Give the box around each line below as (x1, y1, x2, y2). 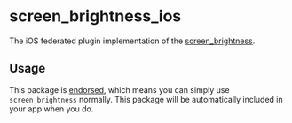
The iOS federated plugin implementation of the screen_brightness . (9, 35, 256, 46)
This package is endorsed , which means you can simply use (9, 84, 230, 95)
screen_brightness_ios (9, 6, 182, 27)
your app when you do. (9, 104, 94, 114)
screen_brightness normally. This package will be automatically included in (9, 94, 284, 104)
